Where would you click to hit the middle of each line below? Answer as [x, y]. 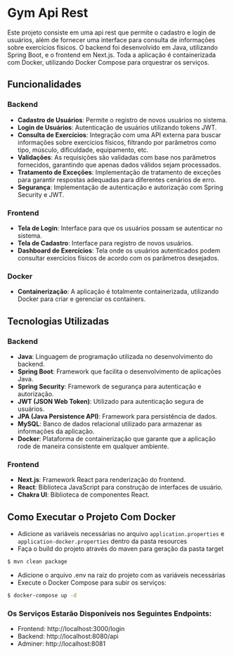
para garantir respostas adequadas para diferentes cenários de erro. [117, 179]
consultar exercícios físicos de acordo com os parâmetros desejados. [118, 257]
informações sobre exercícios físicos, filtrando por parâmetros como [117, 142]
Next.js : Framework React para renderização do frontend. [102, 480]
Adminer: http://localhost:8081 [61, 644]
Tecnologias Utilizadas [58, 321]
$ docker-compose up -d [42, 595]
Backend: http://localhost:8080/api [68, 636]
